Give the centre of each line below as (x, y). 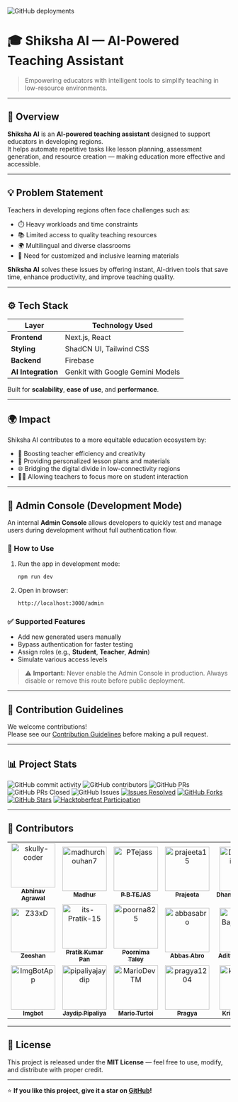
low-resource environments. (66, 88)
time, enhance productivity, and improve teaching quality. (91, 277)
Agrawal (33, 898)
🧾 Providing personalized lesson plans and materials (94, 461)
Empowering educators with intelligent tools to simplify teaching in (122, 80)
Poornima (136, 952)
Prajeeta (187, 894)
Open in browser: (43, 591)
